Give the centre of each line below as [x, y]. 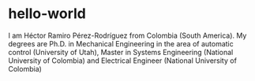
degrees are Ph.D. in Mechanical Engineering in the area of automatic [121, 43]
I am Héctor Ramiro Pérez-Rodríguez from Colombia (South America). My [127, 35]
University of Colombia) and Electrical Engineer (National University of [122, 61]
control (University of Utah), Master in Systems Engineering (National [121, 52]
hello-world [47, 14]
